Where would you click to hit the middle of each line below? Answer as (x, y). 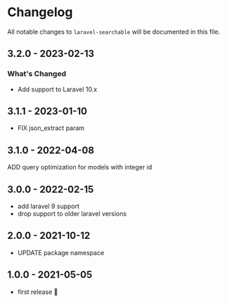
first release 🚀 (38, 292)
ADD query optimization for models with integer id (80, 167)
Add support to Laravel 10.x (57, 89)
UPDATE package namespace (61, 252)
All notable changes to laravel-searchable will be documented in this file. (114, 32)
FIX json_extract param (51, 128)
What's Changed (37, 74)
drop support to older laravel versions (72, 214)
